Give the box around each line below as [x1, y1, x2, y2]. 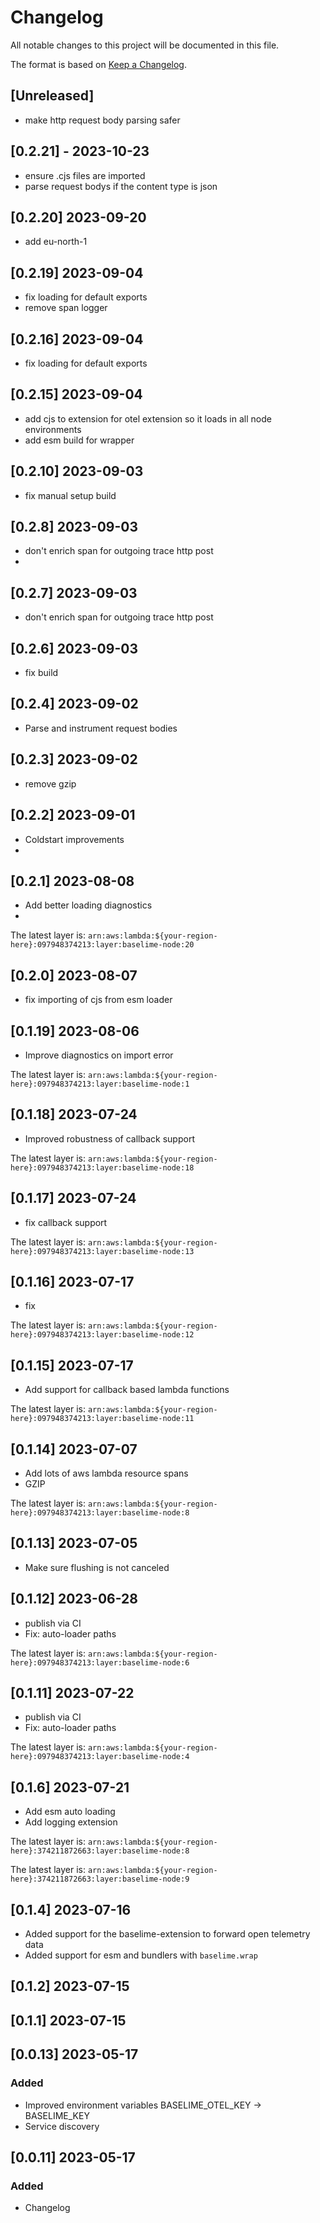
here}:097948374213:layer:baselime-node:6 [10, 1657, 190, 1668]
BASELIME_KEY [24, 2109, 90, 2121]
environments [24, 423, 82, 435]
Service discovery [24, 2120, 100, 2132]
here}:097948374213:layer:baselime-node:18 [10, 1162, 195, 1173]
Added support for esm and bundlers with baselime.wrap [24, 1949, 258, 1961]
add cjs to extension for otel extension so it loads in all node [24, 412, 272, 425]
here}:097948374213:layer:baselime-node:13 [10, 1246, 195, 1256]
